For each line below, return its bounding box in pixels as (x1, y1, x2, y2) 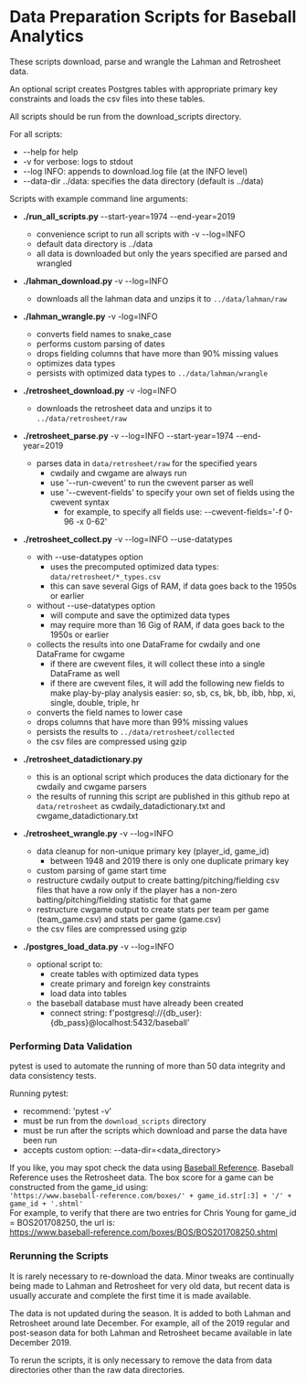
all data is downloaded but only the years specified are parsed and (36, 248, 288, 259)
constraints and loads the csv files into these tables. (9, 93, 206, 104)
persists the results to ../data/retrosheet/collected (36, 726, 235, 737)
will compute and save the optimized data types (49, 610, 230, 621)
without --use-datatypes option (36, 600, 155, 611)
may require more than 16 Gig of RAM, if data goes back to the (49, 619, 285, 630)
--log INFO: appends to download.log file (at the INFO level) (22, 165, 248, 176)
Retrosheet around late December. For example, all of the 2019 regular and (9, 1317, 290, 1328)
